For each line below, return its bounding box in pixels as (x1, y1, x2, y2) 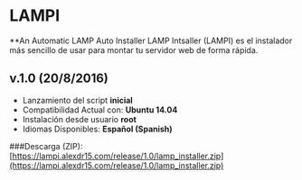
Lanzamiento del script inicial (22, 94, 133, 105)
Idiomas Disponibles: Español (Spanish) (22, 123, 174, 134)
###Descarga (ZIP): (9, 140, 83, 151)
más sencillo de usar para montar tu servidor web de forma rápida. (9, 44, 259, 55)
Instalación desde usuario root (22, 113, 137, 124)
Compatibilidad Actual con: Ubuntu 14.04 (22, 104, 178, 115)
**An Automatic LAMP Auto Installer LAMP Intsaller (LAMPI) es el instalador (9, 35, 293, 46)
